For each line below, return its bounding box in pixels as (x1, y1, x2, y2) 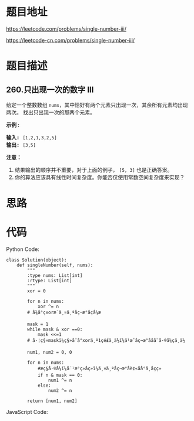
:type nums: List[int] (27, 273, 83, 279)
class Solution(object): (6, 257, 67, 263)
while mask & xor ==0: (27, 327, 83, 332)
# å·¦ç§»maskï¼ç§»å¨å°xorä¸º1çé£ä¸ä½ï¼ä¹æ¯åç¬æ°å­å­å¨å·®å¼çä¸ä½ (27, 338, 185, 344)
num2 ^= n (48, 388, 72, 394)
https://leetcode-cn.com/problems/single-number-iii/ (6, 37, 135, 44)
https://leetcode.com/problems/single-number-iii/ (6, 25, 126, 32)
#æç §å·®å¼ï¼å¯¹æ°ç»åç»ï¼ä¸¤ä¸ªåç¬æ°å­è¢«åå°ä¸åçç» (37, 365, 162, 372)
